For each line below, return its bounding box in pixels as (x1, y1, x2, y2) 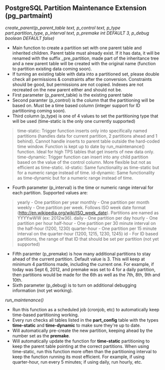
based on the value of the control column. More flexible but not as (17, 159, 151, 165)
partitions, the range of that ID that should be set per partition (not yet (17, 236, 159, 242)
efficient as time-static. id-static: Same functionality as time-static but (17, 164, 159, 170)
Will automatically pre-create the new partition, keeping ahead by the (12, 328, 153, 333)
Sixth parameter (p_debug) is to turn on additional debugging (12, 282, 136, 288)
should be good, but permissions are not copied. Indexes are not (12, 81, 144, 87)
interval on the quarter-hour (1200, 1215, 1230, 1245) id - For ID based (17, 230, 159, 236)
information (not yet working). (12, 287, 73, 293)
